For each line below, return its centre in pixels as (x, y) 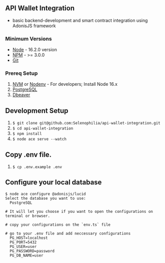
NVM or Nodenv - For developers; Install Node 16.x (65, 84)
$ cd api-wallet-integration (43, 128)
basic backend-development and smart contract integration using (80, 20)
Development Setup (37, 111)
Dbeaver (21, 95)
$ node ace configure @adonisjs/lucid (45, 194)
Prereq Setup (21, 73)
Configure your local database (53, 182)
